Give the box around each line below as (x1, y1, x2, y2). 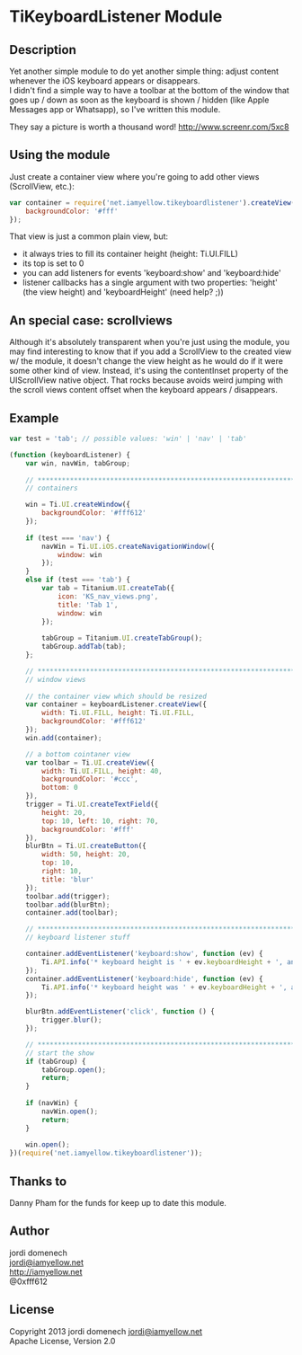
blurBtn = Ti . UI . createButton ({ (25, 842, 147, 851)
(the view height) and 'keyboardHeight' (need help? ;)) (22, 287, 225, 297)
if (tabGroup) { (25, 1057, 87, 1066)
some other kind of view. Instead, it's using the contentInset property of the (9, 366, 289, 376)
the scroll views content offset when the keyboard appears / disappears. (9, 385, 279, 395)
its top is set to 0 (22, 258, 84, 269)
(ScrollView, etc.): (9, 181, 75, 191)
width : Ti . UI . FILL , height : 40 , (41, 766, 164, 775)
